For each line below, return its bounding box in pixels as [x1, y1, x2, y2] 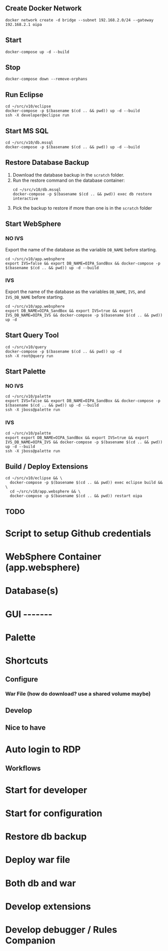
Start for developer [5, 784, 88, 796]
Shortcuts [5, 655, 48, 666]
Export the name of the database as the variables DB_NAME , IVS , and [5, 289, 146, 295]
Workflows [5, 764, 41, 772]
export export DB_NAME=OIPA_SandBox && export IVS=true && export [5, 435, 149, 440]
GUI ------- [5, 608, 52, 620]
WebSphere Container [5, 551, 102, 563]
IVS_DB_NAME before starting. [5, 294, 64, 300]
